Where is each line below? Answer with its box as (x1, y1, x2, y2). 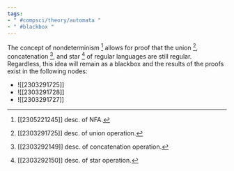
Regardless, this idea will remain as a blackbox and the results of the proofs (7, 59, 224, 68)
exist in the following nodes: (7, 67, 88, 75)
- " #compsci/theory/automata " (7, 17, 101, 24)
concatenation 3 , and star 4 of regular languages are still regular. (7, 51, 192, 60)
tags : (7, 10, 23, 17)
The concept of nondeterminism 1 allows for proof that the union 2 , (7, 43, 198, 52)
